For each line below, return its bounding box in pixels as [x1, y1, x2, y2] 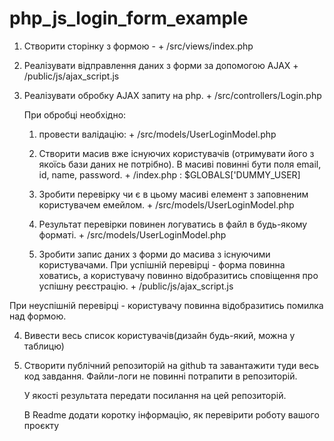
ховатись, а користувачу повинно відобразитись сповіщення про [38, 269, 319, 281]
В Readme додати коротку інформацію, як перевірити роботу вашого [23, 408, 320, 421]
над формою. [9, 310, 67, 322]
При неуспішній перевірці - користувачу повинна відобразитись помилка [9, 299, 324, 311]
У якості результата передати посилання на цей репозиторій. [23, 389, 287, 401]
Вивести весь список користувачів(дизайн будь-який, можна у [23, 329, 296, 341]
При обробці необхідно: [23, 108, 127, 121]
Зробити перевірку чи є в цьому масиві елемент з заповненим [38, 188, 309, 200]
